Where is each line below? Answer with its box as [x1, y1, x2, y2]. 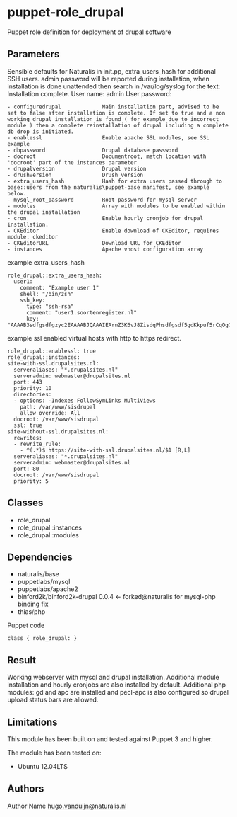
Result [7, 654, 37, 666]
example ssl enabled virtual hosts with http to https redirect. [7, 333, 182, 342]
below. [7, 190, 27, 197]
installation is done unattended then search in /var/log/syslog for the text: [7, 82, 221, 91]
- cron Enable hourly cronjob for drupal [7, 215, 203, 222]
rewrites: [13, 434, 42, 441]
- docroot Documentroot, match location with [7, 153, 207, 160]
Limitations [7, 716, 58, 728]
